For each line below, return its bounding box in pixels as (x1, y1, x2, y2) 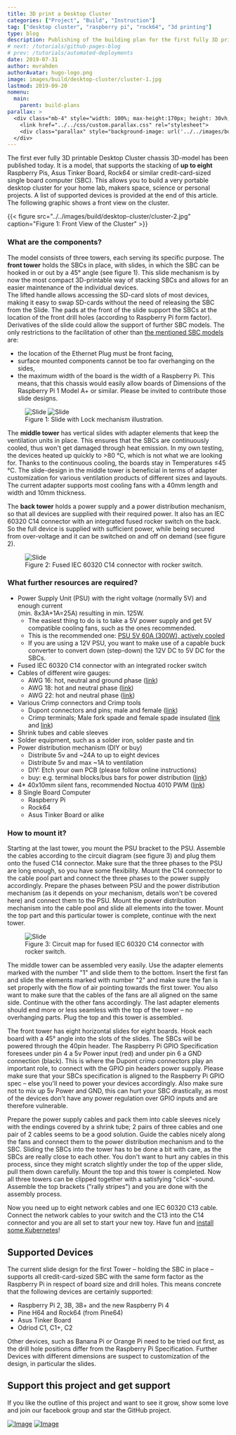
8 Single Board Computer (17, 788, 91, 797)
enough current (17, 601, 63, 610)
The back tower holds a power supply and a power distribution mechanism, (7, 502, 227, 510)
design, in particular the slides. (7, 1359, 96, 1368)
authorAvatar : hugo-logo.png (7, 69, 93, 76)
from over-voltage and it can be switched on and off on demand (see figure (7, 532, 226, 540)
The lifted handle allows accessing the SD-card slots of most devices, (7, 290, 209, 299)
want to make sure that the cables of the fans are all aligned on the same (7, 991, 218, 999)
